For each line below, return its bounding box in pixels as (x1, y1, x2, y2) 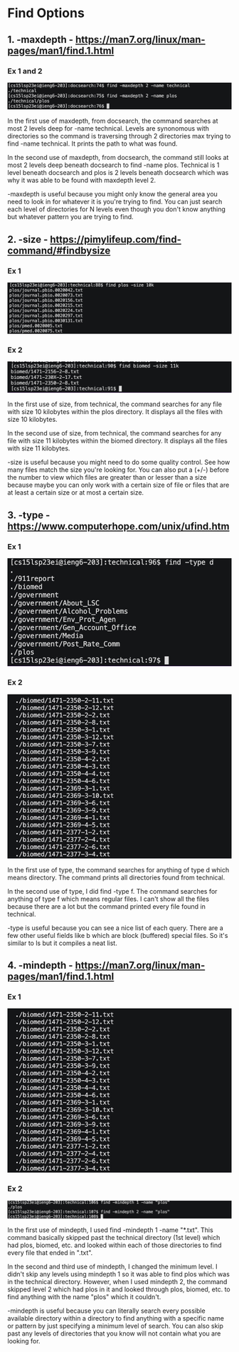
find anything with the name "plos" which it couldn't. (7, 1293, 161, 1301)
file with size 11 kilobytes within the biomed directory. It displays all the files (7, 437, 228, 445)
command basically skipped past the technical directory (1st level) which (7, 1234, 221, 1241)
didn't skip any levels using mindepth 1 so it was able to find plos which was (7, 1270, 230, 1278)
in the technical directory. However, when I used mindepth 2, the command (7, 1278, 228, 1286)
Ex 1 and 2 (7, 66, 43, 76)
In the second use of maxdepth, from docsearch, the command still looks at (7, 153, 229, 162)
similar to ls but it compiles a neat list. (7, 939, 117, 947)
